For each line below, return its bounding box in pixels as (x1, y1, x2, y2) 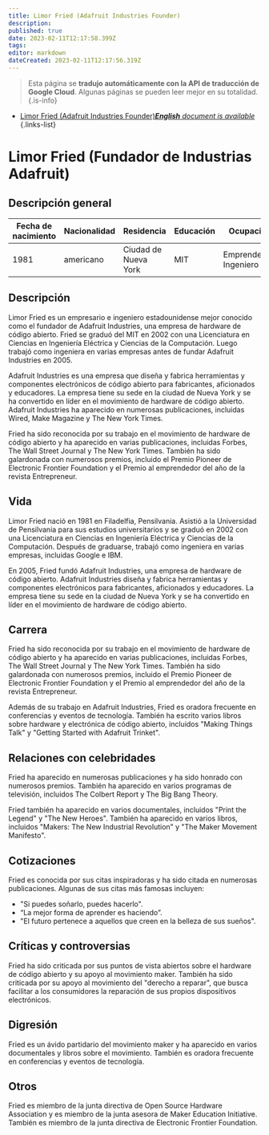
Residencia (122, 225, 167, 237)
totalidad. (227, 87, 259, 96)
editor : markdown (8, 49, 66, 57)
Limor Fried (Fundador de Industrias (8, 148, 252, 166)
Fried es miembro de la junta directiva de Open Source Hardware (8, 1101, 223, 1111)
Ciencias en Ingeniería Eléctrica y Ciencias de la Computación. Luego (8, 338, 238, 347)
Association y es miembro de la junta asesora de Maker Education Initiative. (8, 1109, 258, 1119)
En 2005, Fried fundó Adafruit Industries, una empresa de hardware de (8, 565, 242, 575)
